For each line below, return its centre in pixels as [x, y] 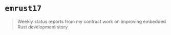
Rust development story [42, 27]
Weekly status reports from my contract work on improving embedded [92, 21]
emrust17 [23, 8]
